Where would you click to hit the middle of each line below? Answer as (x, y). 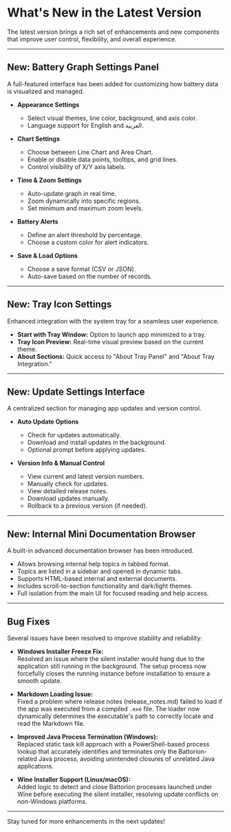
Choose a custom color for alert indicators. (88, 242)
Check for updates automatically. (74, 435)
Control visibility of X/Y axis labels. (76, 166)
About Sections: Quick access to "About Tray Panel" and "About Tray (116, 356)
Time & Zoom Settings (49, 180)
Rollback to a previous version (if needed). (87, 506)
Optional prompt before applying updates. (87, 450)
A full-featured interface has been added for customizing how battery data (113, 83)
